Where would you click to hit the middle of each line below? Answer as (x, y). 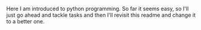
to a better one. (25, 21)
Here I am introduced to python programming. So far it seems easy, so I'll (97, 9)
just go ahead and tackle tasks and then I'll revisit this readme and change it (101, 15)
